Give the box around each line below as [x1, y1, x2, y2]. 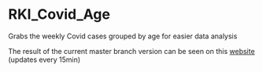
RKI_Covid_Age [8, 5, 110, 23]
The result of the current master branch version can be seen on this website [8, 46, 255, 56]
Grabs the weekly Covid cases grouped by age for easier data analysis [8, 31, 238, 41]
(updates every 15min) [8, 55, 81, 64]
